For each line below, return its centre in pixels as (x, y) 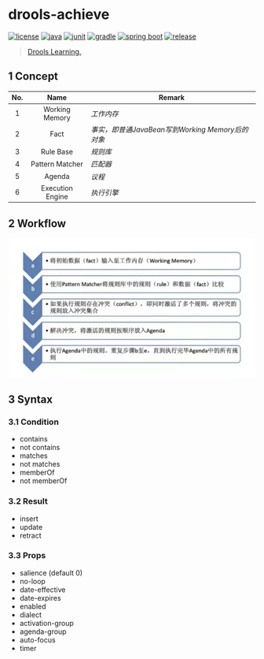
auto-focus (38, 639)
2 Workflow (37, 223)
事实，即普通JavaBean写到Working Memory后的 (170, 129)
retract (30, 535)
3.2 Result (28, 501)
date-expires (40, 598)
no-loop (32, 581)
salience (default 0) (51, 572)
